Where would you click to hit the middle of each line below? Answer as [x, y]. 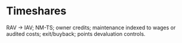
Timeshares [36, 11]
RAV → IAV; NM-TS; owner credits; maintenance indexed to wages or [91, 27]
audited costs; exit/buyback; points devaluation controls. [76, 33]
